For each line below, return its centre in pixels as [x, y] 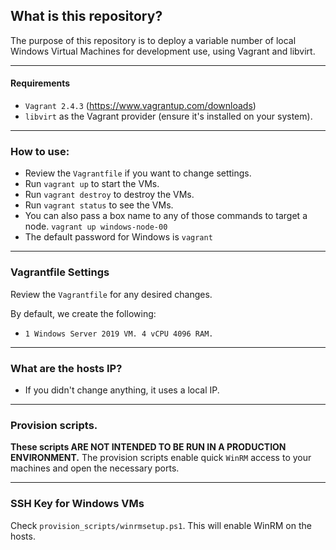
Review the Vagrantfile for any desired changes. [111, 294]
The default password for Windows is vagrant [118, 237]
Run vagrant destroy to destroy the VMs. [109, 195]
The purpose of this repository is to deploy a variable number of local [153, 40]
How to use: [40, 151]
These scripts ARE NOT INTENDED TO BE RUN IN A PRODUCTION [148, 447]
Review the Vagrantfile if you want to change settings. [138, 173]
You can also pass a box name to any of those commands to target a [166, 216]
